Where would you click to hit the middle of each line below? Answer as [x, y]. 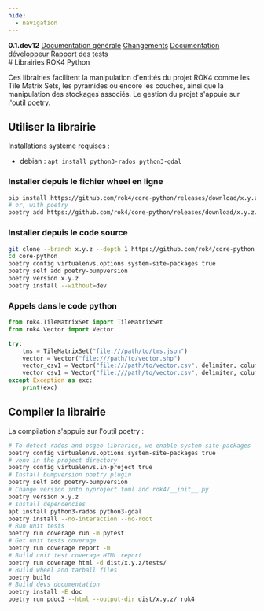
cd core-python [33, 257]
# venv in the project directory [63, 460]
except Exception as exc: [50, 380]
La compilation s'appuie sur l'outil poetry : [76, 431]
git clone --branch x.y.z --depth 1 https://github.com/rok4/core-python [132, 249]
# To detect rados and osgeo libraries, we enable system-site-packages [130, 446]
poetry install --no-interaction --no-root [81, 519]
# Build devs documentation [54, 585]
